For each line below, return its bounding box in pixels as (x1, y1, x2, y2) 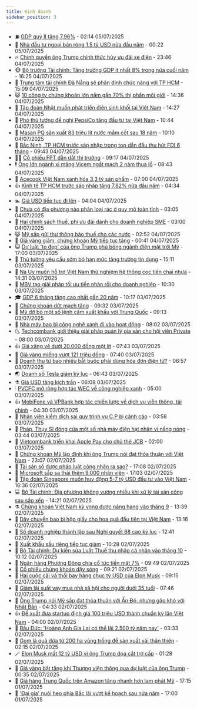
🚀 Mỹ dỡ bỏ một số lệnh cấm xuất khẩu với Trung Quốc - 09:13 (14, 308, 167, 315)
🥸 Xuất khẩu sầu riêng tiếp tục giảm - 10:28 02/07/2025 (14, 540, 150, 548)
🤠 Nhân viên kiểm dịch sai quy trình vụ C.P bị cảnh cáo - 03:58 (14, 413, 167, 420)
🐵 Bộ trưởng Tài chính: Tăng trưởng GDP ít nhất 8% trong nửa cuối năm (14, 66, 189, 74)
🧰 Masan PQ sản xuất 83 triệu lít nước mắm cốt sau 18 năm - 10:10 (14, 129, 175, 136)
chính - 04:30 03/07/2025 (14, 406, 78, 413)
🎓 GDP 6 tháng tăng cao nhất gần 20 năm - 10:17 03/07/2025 (14, 293, 166, 300)
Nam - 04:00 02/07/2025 (14, 618, 76, 625)
